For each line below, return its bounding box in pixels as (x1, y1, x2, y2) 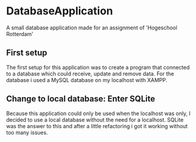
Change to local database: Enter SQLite (6, 94, 155, 104)
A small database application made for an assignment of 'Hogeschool (6, 24, 177, 31)
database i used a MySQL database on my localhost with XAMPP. (6, 76, 167, 83)
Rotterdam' (6, 30, 34, 37)
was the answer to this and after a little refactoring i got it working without (6, 122, 188, 129)
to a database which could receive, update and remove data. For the (6, 70, 174, 77)
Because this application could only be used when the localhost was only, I (6, 110, 191, 117)
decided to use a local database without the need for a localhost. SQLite (6, 116, 184, 123)
